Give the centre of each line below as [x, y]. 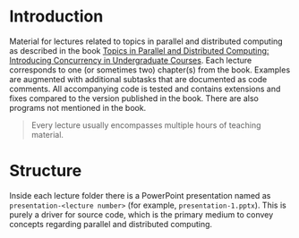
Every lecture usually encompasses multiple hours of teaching [146, 125]
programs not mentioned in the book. [78, 107]
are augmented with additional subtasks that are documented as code [138, 79]
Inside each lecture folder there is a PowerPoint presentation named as [140, 195]
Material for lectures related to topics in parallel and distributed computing [146, 41]
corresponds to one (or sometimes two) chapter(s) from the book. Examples [150, 70]
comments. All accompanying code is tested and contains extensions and [145, 89]
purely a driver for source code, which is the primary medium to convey [141, 214]
